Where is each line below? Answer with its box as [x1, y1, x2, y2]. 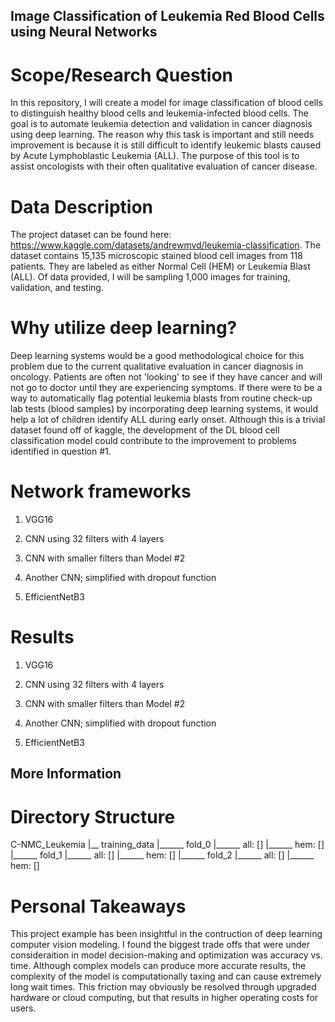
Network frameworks [10, 480, 192, 503]
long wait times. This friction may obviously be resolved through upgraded [10, 981, 317, 993]
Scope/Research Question [10, 64, 234, 86]
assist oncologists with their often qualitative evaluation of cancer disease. [10, 160, 318, 173]
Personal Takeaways [10, 895, 187, 918]
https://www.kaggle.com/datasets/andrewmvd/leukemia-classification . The [10, 239, 322, 251]
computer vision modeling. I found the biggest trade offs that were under [10, 939, 310, 951]
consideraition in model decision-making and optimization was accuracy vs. [10, 949, 323, 961]
